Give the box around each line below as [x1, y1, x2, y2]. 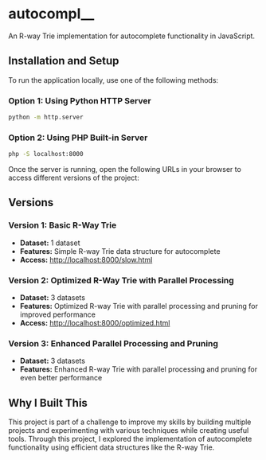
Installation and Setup [8, 54, 119, 68]
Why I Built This [8, 396, 88, 410]
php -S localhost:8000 [8, 150, 84, 158]
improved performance [19, 310, 96, 319]
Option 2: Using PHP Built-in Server [8, 132, 148, 143]
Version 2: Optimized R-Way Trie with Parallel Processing [8, 275, 235, 286]
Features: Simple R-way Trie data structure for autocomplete [19, 246, 221, 255]
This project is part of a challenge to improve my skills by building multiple [8, 417, 252, 427]
